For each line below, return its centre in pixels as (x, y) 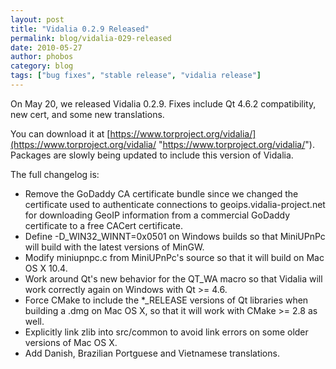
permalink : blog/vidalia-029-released (91, 38)
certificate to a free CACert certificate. (103, 225)
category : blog (42, 66)
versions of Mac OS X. (71, 342)
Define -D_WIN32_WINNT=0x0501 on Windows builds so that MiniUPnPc (175, 236)
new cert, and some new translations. (87, 114)
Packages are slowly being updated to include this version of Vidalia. (152, 155)
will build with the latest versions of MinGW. (114, 247)
